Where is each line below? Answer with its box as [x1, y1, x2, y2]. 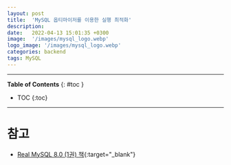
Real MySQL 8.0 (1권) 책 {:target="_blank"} [16, 150, 136, 158]
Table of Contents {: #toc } [7, 80, 85, 88]
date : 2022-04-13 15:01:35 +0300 [7, 29, 109, 36]
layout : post [7, 10, 45, 17]
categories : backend [7, 49, 67, 56]
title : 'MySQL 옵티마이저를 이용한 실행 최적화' [7, 16, 132, 23]
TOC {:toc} [16, 93, 48, 102]
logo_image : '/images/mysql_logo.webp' [7, 42, 122, 49]
